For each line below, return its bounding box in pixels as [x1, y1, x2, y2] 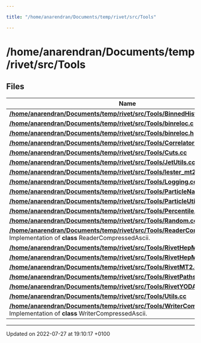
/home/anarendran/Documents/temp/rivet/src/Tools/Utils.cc [9, 292, 187, 300]
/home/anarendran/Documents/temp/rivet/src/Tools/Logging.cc [9, 177, 197, 186]
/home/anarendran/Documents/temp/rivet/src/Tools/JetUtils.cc [9, 158, 196, 166]
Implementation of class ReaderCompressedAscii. [9, 233, 151, 242]
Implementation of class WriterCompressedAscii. [9, 309, 148, 317]
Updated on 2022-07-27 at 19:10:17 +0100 [6, 330, 111, 337]
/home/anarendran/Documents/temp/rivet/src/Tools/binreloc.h [9, 129, 194, 137]
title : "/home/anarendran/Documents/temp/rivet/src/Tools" [6, 14, 157, 20]
